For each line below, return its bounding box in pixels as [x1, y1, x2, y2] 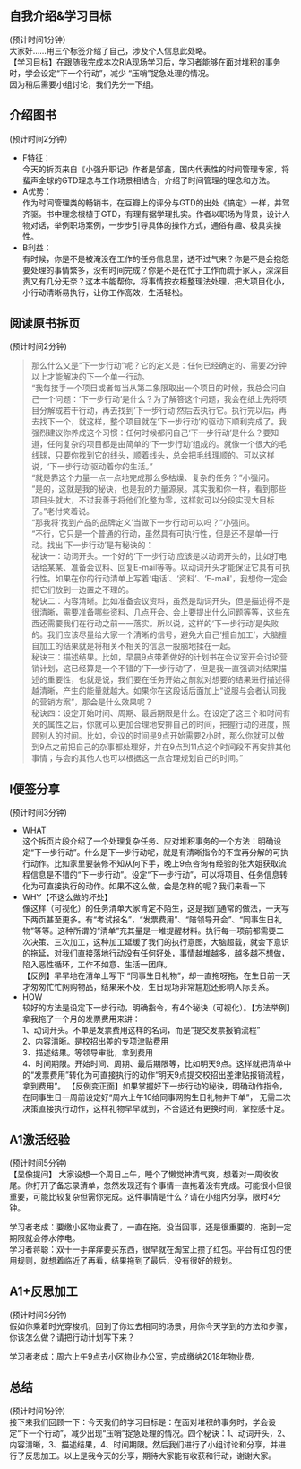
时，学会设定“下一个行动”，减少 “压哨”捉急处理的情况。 [9, 67, 214, 78]
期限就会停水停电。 [9, 1233, 81, 1244]
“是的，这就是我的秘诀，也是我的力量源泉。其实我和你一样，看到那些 [30, 484, 287, 494]
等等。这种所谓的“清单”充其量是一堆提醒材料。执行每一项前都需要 [33, 925, 277, 936]
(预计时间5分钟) [9, 1158, 67, 1168]
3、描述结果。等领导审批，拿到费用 [21, 1047, 154, 1058]
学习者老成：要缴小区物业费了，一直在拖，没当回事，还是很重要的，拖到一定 [9, 1221, 292, 1232]
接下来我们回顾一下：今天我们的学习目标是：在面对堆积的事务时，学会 [9, 1416, 269, 1427]
